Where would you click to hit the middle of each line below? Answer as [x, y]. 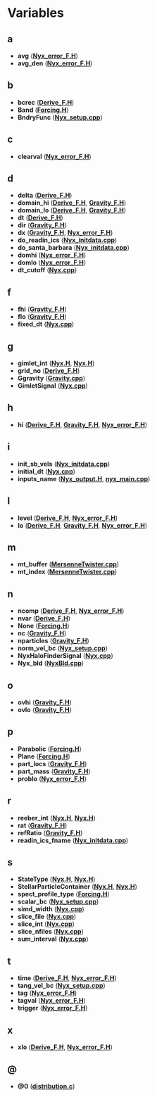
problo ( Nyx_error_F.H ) [52, 778]
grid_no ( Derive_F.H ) [49, 371]
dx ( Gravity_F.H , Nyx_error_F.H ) [65, 233]
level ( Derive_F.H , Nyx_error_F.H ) [68, 518]
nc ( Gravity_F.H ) [42, 633]
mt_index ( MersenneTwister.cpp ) [67, 572]
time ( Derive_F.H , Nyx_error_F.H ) [67, 978]
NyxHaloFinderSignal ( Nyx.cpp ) [65, 656]
